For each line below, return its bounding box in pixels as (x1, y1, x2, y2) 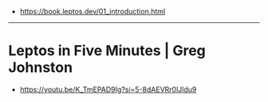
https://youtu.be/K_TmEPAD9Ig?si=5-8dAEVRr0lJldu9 (19, 85, 197, 94)
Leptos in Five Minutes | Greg (8, 42, 206, 60)
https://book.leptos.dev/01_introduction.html (19, 7, 166, 16)
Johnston (8, 59, 73, 77)
